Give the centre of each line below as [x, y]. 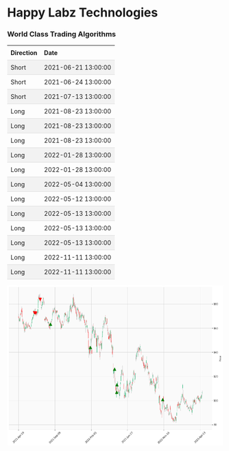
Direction [24, 53]
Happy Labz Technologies [83, 13]
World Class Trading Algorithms [62, 34]
